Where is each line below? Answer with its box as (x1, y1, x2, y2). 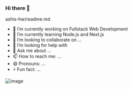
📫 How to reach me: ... (12, 53, 62, 60)
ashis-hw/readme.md (5, 16, 50, 22)
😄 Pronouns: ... (12, 61, 46, 67)
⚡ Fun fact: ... (12, 66, 41, 73)
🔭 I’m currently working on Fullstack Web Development (12, 26, 128, 32)
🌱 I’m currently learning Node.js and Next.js (12, 32, 104, 38)
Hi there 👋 (5, 5, 31, 12)
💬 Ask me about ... (12, 48, 51, 54)
